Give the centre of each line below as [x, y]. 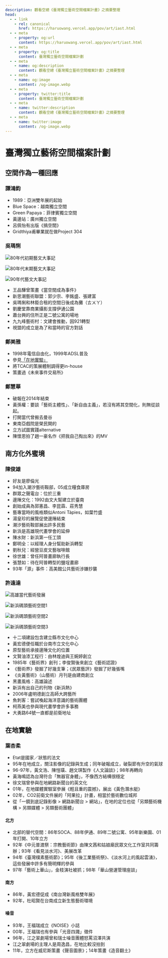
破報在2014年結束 [31, 398]
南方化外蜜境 [25, 453]
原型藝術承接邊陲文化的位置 [41, 650]
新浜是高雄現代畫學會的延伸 [41, 531]
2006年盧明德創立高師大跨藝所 [44, 694]
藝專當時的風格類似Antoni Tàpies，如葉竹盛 [57, 512]
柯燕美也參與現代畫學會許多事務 [45, 707]
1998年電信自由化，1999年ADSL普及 [50, 353]
